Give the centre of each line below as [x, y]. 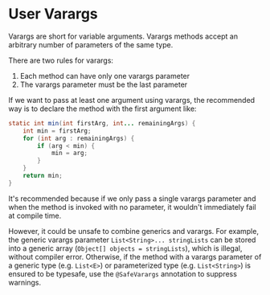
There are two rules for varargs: [61, 60]
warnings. [25, 282]
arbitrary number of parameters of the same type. [91, 44]
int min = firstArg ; [57, 131]
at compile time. [35, 215]
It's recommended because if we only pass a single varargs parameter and [132, 199]
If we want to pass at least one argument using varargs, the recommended [132, 100]
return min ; [43, 176]
